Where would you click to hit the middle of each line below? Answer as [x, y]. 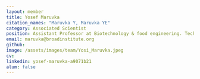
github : [16, 45]
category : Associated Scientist [46, 28]
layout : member [25, 12]
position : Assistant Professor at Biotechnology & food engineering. [94, 34]
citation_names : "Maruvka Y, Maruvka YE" [58, 23]
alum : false [21, 67]
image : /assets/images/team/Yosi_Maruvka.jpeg [65, 50]
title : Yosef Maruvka [33, 17]
